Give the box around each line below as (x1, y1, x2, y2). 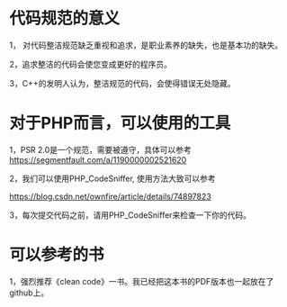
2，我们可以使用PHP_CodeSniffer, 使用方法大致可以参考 (9, 173, 216, 184)
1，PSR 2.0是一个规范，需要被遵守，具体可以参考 (9, 144, 192, 155)
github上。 (9, 287, 49, 298)
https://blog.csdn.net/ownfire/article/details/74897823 (9, 191, 211, 202)
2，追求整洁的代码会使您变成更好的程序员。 (9, 59, 173, 69)
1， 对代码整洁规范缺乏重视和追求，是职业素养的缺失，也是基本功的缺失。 (9, 40, 283, 50)
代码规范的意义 (9, 8, 121, 29)
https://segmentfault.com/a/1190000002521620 (9, 154, 187, 165)
